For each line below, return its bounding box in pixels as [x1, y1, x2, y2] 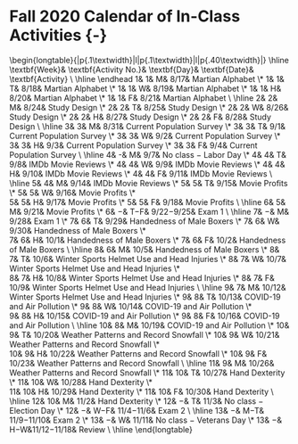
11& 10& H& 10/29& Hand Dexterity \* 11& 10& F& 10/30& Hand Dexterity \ [9, 386, 274, 397]
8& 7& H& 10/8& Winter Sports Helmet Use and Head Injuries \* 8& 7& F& [9, 272, 275, 283]
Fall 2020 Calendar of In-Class [9, 6, 241, 27]
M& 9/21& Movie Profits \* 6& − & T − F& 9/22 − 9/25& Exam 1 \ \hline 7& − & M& [9, 206, 290, 217]
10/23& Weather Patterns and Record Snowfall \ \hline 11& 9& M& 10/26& [9, 358, 275, 368]
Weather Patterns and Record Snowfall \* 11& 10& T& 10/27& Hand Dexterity [9, 367, 286, 378]
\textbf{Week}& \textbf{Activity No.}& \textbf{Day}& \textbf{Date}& [9, 64, 254, 75]
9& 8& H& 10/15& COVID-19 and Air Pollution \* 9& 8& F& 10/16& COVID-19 [9, 310, 280, 321]
